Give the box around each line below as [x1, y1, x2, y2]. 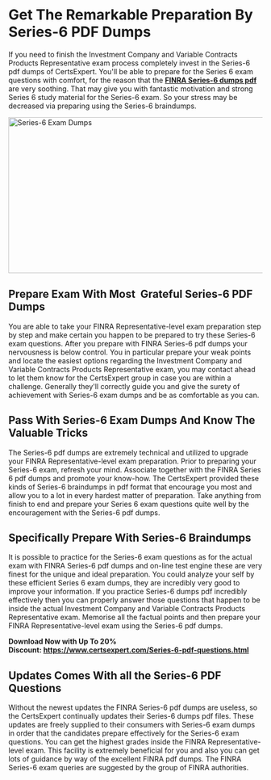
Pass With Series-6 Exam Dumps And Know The [8, 413, 256, 427]
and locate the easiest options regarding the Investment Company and [8, 355, 243, 365]
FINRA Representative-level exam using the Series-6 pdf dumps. [8, 621, 223, 631]
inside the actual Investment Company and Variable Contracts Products [8, 604, 246, 614]
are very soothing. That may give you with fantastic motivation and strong [8, 83, 253, 94]
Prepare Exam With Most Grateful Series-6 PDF [8, 287, 253, 301]
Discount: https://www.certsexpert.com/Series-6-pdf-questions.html [8, 645, 249, 655]
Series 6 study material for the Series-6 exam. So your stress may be [8, 92, 238, 102]
